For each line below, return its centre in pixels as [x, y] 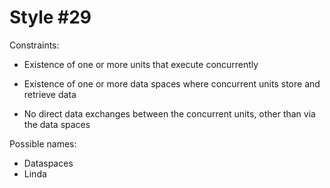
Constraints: [34, 45]
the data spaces [57, 124]
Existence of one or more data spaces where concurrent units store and [172, 83]
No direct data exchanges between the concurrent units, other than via [169, 113]
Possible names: [43, 143]
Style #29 [50, 17]
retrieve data [50, 94]
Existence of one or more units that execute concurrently [141, 64]
